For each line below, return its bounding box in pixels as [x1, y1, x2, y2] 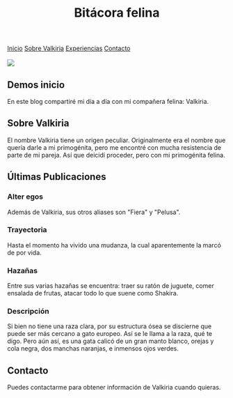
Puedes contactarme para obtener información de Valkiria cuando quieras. [7, 383, 221, 392]
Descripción [7, 307, 50, 316]
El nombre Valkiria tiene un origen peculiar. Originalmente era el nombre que [7, 136, 226, 144]
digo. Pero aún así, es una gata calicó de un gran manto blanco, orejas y [7, 337, 214, 346]
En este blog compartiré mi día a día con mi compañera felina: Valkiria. [7, 98, 209, 105]
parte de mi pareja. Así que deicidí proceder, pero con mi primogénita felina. [7, 151, 225, 159]
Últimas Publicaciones [7, 171, 106, 183]
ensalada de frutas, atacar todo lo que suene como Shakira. [7, 289, 179, 298]
